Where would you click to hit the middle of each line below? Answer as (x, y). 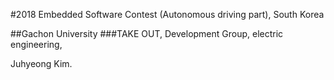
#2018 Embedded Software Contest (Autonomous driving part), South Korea (167, 14)
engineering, (36, 44)
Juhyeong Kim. (41, 63)
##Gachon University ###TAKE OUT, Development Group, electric (147, 33)
